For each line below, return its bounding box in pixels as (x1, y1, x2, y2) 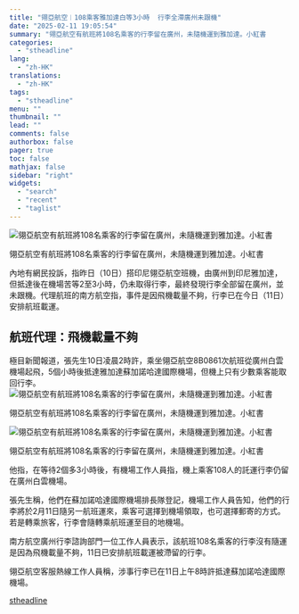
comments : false (9, 129, 69, 138)
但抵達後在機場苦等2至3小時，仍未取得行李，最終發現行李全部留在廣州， (9, 278, 277, 289)
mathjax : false (9, 162, 66, 171)
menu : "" (9, 104, 42, 113)
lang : (9, 54, 29, 63)
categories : (9, 37, 53, 47)
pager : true (9, 145, 53, 154)
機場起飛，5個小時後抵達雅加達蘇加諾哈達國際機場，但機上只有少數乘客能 (9, 366, 279, 377)
